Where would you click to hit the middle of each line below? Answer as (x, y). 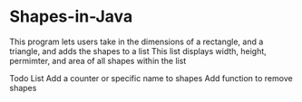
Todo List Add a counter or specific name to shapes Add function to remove (151, 78)
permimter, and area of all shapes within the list (98, 60)
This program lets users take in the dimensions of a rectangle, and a (136, 42)
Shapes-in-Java (71, 17)
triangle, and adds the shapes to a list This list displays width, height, (138, 51)
